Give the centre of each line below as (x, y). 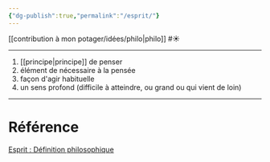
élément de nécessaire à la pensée (78, 70)
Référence (43, 127)
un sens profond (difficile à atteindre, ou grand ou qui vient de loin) (131, 87)
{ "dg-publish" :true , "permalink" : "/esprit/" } (84, 16)
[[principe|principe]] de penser (71, 62)
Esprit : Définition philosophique (61, 149)
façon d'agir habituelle (57, 79)
